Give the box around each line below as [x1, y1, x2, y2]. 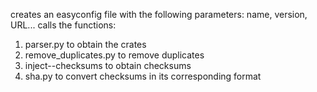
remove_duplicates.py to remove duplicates [24, 49, 205, 61]
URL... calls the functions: [10, 19, 117, 31]
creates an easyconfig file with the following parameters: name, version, [10, 9, 308, 20]
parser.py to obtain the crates [24, 39, 147, 50]
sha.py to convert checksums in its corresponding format [24, 70, 262, 82]
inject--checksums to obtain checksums [24, 60, 192, 71]
